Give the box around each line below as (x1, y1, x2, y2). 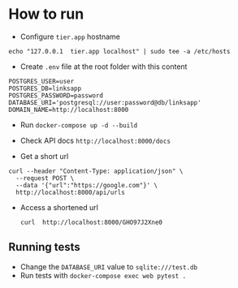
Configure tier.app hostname (19, 32, 120, 41)
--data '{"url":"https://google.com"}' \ (15, 181, 158, 189)
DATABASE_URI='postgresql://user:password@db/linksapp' (8, 98, 201, 106)
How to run (8, 5, 84, 24)
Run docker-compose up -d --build (19, 119, 138, 130)
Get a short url (19, 151, 69, 161)
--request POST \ (15, 174, 75, 183)
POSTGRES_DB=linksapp (8, 84, 82, 92)
